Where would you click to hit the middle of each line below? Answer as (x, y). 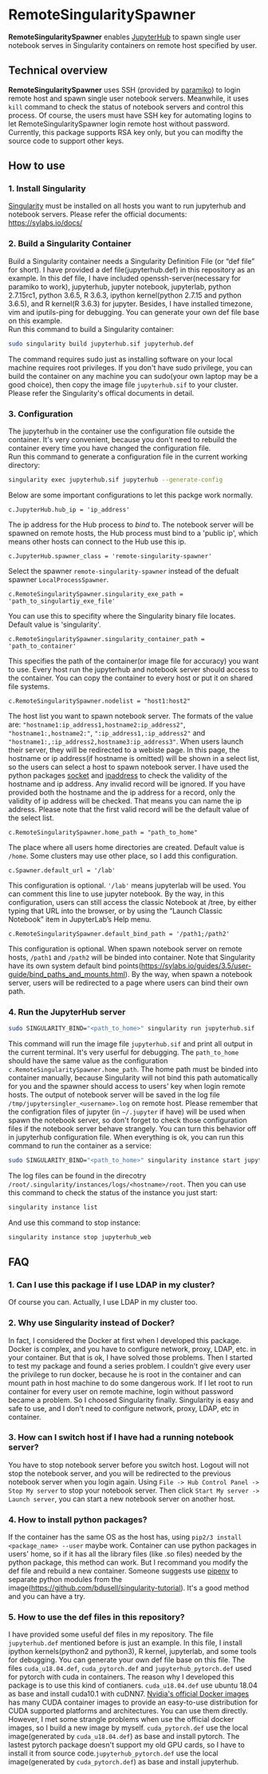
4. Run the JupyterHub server (67, 1011)
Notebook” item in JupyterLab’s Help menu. (80, 919)
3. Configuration (41, 413)
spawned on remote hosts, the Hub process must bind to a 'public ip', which (133, 532)
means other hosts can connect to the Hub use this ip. (97, 541)
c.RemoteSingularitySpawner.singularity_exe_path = (96, 594)
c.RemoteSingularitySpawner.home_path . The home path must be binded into (133, 1069)
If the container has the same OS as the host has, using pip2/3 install (125, 1537)
